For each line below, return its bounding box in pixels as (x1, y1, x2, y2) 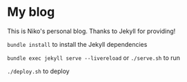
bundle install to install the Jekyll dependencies (7, 40, 148, 48)
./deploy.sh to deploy (7, 67, 70, 75)
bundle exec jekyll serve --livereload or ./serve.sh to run (7, 53, 181, 62)
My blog (7, 4, 55, 20)
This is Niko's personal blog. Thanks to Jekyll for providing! (7, 27, 176, 35)
